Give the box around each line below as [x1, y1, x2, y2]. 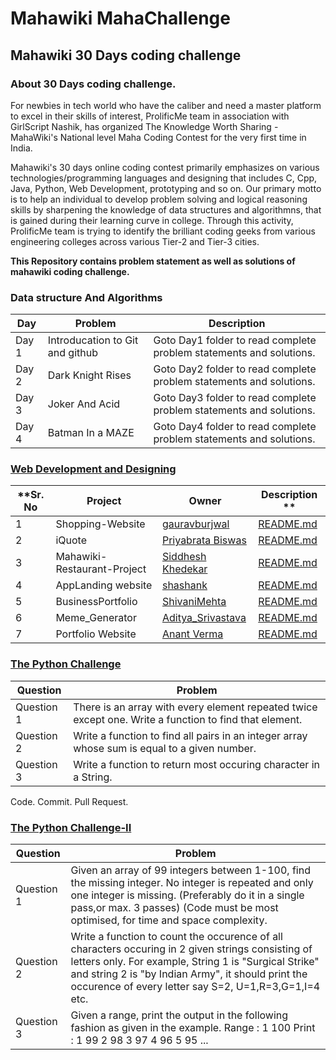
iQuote [55, 533, 87, 547]
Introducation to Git [47, 333, 139, 347]
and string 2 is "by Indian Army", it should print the [70, 967, 308, 981]
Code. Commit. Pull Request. [10, 795, 129, 807]
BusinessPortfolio [55, 595, 138, 609]
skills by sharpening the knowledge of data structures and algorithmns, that [10, 203, 322, 216]
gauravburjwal [161, 517, 230, 531]
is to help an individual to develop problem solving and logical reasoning [10, 193, 308, 205]
